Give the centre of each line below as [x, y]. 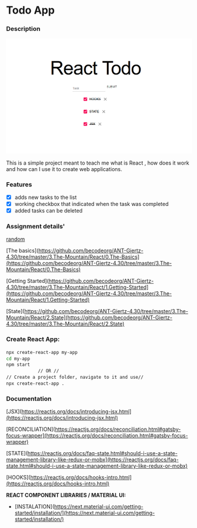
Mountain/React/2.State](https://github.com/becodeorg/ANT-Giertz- [89, 318]
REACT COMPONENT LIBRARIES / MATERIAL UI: [66, 495]
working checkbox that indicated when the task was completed [92, 204]
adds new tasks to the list [46, 197]
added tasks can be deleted [48, 211]
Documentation [29, 398]
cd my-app [18, 359]
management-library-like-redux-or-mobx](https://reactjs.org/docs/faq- [92, 460]
